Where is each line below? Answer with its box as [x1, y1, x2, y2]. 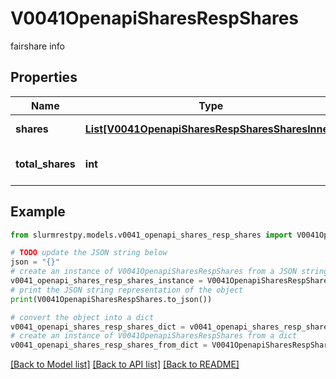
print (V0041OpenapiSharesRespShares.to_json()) [10, 294, 213, 304]
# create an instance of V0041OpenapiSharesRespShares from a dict [10, 331, 298, 341]
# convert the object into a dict [10, 312, 155, 322]
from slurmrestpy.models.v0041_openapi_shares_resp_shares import [10, 230, 293, 240]
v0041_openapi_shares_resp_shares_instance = [10, 276, 203, 286]
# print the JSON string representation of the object [10, 285, 244, 295]
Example [10, 203, 66, 221]
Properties [10, 69, 78, 86]
